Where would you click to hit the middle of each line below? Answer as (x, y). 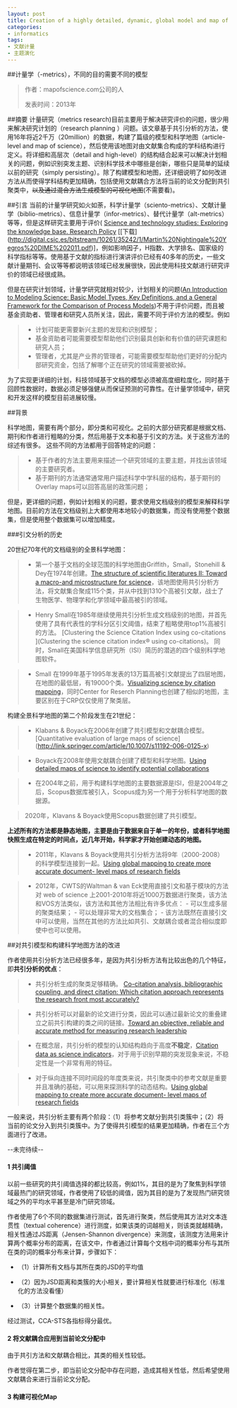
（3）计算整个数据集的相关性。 (63, 1306)
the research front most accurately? (87, 999)
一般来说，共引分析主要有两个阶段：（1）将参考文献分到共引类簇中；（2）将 (116, 1116)
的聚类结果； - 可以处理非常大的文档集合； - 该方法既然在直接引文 (131, 912)
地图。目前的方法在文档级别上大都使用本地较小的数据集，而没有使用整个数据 (119, 510)
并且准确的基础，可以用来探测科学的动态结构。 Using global (121, 1087)
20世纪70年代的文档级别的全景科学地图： (67, 549)
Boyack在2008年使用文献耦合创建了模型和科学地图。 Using (121, 760)
